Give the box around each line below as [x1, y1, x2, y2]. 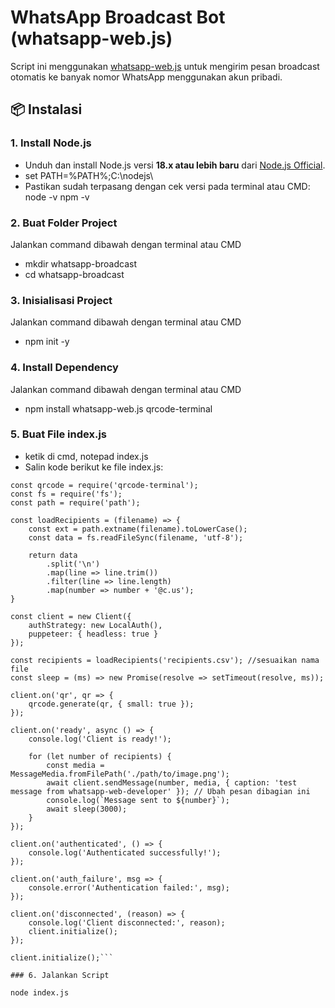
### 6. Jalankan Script [10, 970, 110, 980]
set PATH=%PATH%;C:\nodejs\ [24, 169, 154, 181]
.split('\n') [46, 559, 101, 569]
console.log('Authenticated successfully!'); [28, 847, 222, 858]
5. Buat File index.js [10, 427, 107, 441]
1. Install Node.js [10, 136, 92, 150]
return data [28, 550, 78, 560]
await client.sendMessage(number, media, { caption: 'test [46, 777, 298, 788]
